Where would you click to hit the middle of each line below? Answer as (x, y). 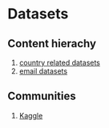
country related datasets (60, 62)
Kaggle (31, 115)
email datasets (43, 71)
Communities (42, 96)
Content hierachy (52, 44)
